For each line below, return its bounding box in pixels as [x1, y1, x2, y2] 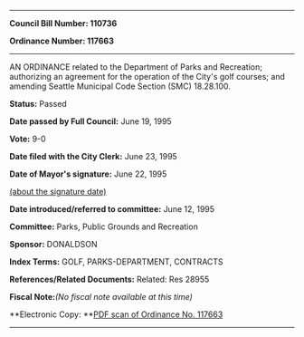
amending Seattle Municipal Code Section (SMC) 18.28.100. [9, 81, 231, 91]
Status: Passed [9, 99, 68, 109]
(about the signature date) [9, 187, 107, 197]
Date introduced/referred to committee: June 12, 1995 [9, 204, 215, 214]
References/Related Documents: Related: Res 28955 [9, 274, 210, 284]
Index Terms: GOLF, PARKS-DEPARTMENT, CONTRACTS [9, 256, 223, 267]
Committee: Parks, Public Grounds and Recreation [9, 221, 199, 232]
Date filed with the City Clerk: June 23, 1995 [9, 151, 178, 161]
